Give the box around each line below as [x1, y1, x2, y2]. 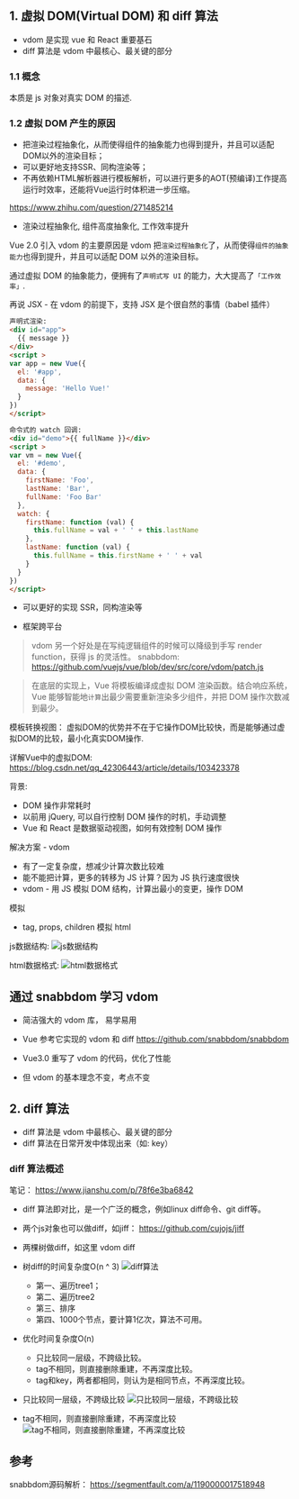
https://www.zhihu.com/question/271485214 [9, 202, 174, 213]
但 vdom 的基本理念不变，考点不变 [22, 1072, 151, 1083]
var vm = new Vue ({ [9, 450, 83, 459]
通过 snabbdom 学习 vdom [9, 989, 159, 1004]
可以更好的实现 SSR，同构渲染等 [22, 602, 143, 613]
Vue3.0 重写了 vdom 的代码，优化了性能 [22, 1053, 171, 1064]
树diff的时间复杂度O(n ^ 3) [22, 1261, 119, 1272]
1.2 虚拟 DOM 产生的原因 [9, 117, 116, 130]
